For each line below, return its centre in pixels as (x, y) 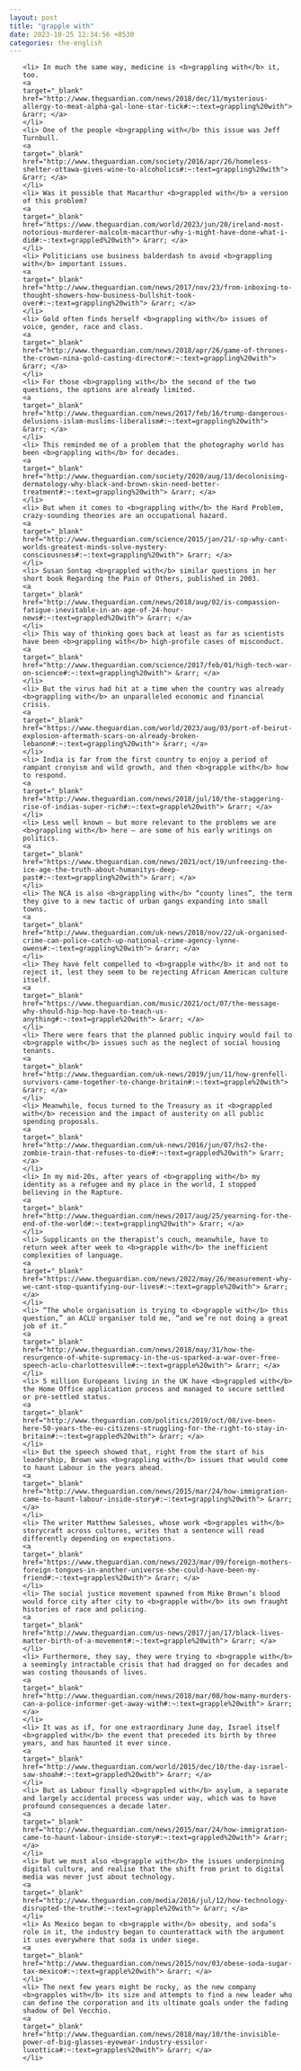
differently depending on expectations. (99, 1539)
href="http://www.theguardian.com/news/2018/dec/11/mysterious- (145, 99)
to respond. (44, 776)
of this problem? (55, 201)
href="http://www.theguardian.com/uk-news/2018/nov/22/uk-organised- (155, 933)
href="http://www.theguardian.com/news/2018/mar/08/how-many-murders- (157, 1696)
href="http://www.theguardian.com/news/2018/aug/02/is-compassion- (151, 603)
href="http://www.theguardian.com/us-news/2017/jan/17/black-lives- (153, 1633)
